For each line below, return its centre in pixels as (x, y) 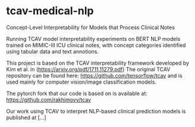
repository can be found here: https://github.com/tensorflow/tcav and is (94, 75)
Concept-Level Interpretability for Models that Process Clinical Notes (91, 27)
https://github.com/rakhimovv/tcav (48, 100)
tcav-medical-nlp (50, 11)
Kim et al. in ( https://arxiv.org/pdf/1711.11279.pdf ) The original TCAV (88, 69)
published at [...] (26, 118)
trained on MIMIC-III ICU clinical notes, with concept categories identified (96, 45)
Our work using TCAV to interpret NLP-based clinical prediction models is (96, 111)
